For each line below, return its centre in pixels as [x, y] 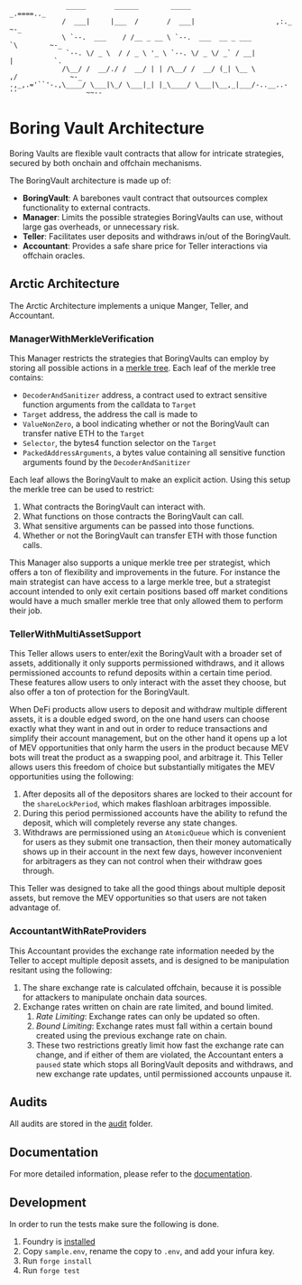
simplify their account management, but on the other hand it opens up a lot [148, 739]
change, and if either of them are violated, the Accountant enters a [160, 1055]
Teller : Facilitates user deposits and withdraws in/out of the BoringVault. [156, 236]
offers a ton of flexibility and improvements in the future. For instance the [145, 573]
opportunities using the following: [72, 777]
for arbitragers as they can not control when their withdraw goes [142, 861]
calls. [32, 545]
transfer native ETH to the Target [83, 433]
